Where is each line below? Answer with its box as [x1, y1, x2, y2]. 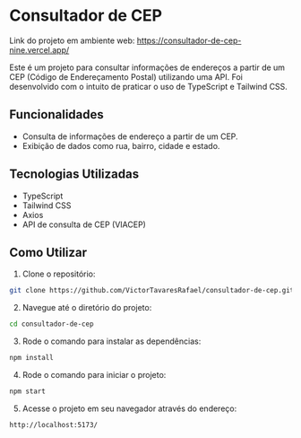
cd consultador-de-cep [9, 320, 94, 328]
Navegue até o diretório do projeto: [21, 302, 152, 313]
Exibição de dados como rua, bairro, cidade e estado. [21, 140, 220, 151]
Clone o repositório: [21, 268, 96, 279]
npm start [9, 387, 47, 396]
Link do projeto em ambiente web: [9, 35, 135, 46]
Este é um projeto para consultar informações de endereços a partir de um [9, 62, 285, 73]
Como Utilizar [9, 244, 88, 260]
